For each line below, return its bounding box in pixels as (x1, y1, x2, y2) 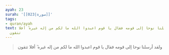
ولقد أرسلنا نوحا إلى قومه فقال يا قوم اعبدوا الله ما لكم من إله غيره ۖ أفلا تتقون (17, 44, 162, 50)
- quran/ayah (5, 21, 33, 26)
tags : (5, 16, 17, 21)
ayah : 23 (5, 7, 24, 12)
